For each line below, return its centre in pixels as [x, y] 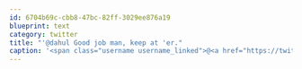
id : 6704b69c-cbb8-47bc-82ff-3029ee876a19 [90, 17]
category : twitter [44, 34]
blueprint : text [40, 26]
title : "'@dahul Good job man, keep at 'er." [96, 43]
